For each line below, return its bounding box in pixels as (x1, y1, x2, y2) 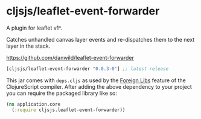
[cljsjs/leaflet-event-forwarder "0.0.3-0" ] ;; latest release (6, 65, 169, 72)
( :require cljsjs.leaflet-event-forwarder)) (11, 107, 126, 113)
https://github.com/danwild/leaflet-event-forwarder (6, 54, 135, 61)
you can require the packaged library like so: (6, 89, 118, 97)
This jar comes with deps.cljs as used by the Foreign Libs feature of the (6, 77, 186, 84)
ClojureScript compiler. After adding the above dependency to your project (6, 83, 192, 90)
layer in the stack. (6, 42, 51, 50)
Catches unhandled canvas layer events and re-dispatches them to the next (6, 36, 195, 43)
